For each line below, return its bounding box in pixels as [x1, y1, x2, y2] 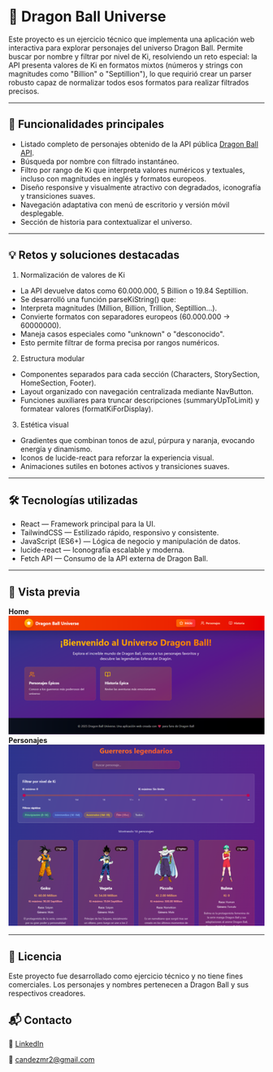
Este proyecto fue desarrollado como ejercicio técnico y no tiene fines [8, 971, 244, 981]
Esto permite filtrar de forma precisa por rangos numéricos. [19, 337, 220, 347]
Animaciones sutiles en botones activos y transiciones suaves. [19, 461, 230, 471]
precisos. [8, 86, 40, 96]
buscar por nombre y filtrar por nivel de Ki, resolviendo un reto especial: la [8, 51, 258, 61]
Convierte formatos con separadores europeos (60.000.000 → [19, 311, 231, 321]
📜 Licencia [8, 949, 63, 964]
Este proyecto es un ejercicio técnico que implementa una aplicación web [8, 34, 255, 44]
